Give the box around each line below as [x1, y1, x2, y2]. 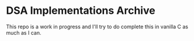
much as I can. [6, 29, 41, 36]
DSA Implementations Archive [6, 4, 156, 17]
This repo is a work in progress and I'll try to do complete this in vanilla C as [6, 23, 189, 30]
